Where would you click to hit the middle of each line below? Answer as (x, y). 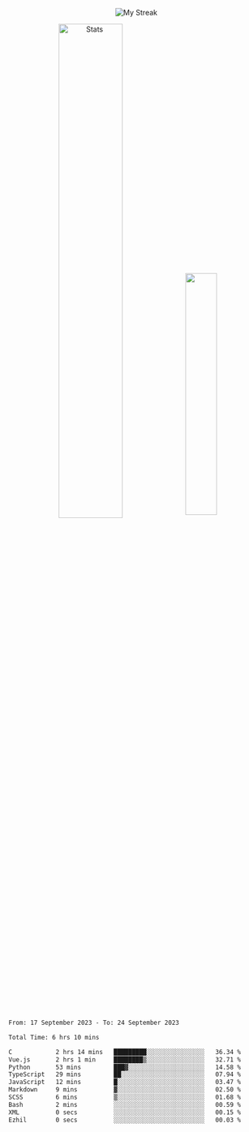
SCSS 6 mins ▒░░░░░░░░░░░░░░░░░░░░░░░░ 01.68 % (125, 1097)
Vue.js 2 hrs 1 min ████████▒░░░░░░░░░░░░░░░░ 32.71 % (125, 1059)
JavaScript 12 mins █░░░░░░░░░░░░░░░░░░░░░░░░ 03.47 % (125, 1083)
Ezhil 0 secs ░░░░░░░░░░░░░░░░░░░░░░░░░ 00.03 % (125, 1120)
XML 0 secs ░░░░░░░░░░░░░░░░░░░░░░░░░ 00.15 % (125, 1112)
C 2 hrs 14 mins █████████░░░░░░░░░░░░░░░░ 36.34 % (125, 1052)
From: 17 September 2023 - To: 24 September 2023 (94, 1023)
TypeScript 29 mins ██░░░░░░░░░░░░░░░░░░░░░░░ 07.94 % (125, 1074)
